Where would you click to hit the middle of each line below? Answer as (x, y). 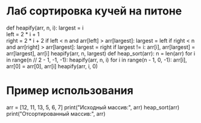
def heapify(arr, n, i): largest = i (45, 28)
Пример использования (70, 91)
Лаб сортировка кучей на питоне (94, 11)
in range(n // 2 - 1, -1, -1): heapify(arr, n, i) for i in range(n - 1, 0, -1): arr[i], (97, 60)
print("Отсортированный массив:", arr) (56, 113)
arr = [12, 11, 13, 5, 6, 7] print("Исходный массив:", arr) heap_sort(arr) (93, 107)
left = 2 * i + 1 (23, 34)
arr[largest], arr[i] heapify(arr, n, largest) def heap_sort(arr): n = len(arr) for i (101, 53)
